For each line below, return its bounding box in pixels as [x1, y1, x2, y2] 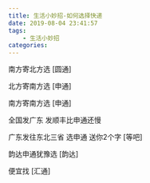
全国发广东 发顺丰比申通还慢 [8, 115, 101, 125]
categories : [8, 42, 48, 50]
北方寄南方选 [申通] [8, 82, 72, 91]
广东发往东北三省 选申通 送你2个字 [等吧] [8, 133, 143, 142]
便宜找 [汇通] [8, 166, 51, 176]
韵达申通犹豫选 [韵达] [8, 149, 79, 159]
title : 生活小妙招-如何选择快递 [8, 11, 103, 20]
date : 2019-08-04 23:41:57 [8, 19, 98, 27]
